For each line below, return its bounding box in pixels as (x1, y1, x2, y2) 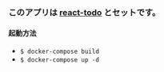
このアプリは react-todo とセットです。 (8, 6, 161, 17)
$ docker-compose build (19, 47, 100, 56)
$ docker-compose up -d (19, 56, 100, 64)
